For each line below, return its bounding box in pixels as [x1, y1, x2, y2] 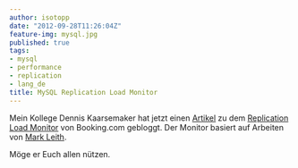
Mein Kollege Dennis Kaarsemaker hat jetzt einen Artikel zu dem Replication [9, 113, 289, 123]
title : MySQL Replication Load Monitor [9, 88, 158, 97]
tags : [9, 46, 30, 55]
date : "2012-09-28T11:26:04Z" [9, 21, 123, 30]
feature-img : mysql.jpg [9, 29, 98, 38]
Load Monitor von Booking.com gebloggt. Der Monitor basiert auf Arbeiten [9, 122, 285, 132]
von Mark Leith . [9, 131, 67, 142]
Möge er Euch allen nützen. [9, 148, 111, 159]
